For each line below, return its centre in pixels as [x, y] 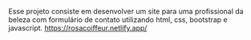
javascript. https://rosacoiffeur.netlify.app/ [78, 28]
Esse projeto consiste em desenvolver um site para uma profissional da [126, 11]
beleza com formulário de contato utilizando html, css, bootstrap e [118, 20]
